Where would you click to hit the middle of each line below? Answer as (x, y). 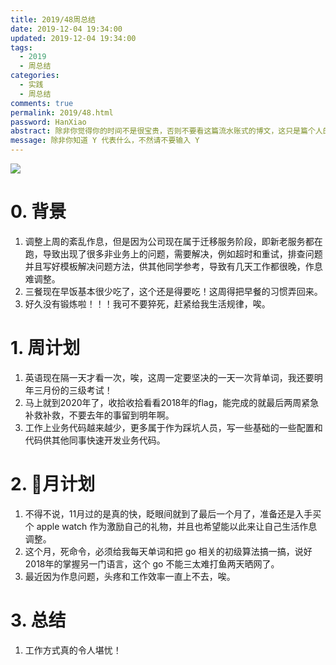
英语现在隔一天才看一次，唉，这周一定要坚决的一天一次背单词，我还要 (169, 377)
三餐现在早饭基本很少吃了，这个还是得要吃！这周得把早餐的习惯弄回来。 (173, 291)
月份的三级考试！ (77, 390)
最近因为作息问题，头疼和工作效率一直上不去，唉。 (130, 576)
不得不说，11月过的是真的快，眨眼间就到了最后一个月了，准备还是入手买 (173, 513)
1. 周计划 (45, 348)
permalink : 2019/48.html (62, 112)
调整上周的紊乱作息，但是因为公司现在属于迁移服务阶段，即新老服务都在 (173, 241)
